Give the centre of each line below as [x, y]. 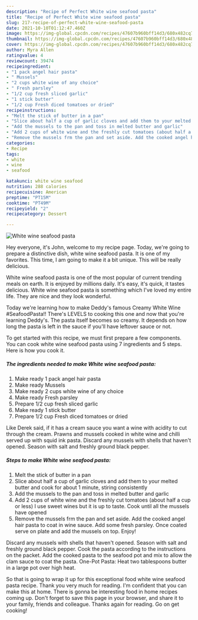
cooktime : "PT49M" [29, 203]
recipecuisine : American [37, 192]
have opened [31, 513]
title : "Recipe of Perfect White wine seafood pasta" [74, 17]
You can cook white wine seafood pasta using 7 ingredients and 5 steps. [94, 344]
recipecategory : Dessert [37, 214]
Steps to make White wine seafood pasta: [58, 460]
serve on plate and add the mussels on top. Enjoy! [75, 532]
